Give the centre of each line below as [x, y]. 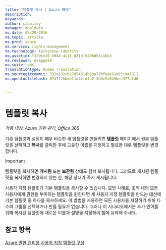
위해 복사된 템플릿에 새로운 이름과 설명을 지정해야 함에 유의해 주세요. [71, 212]
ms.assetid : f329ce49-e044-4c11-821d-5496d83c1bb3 [58, 56]
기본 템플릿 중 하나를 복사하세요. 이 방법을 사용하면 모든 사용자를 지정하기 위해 [81, 200]
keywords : [15, 19]
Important [15, 161]
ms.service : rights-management [37, 47]
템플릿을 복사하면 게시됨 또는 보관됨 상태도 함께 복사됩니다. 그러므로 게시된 [77, 171]
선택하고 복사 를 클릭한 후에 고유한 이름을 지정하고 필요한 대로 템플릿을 [82, 145]
